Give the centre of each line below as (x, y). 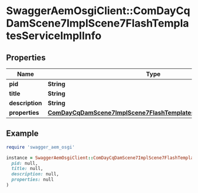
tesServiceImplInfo (54, 36)
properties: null (33, 180)
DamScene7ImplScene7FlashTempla (98, 23)
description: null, (35, 174)
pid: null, (25, 163)
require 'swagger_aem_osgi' (41, 147)
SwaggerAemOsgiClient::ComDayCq (98, 11)
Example (22, 134)
